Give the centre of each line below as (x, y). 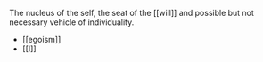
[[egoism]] (41, 39)
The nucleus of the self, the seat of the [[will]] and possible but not (131, 13)
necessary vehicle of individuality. (72, 22)
